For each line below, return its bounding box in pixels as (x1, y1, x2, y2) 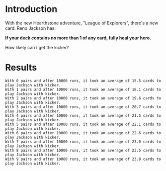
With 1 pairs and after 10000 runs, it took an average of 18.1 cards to (5, 87, 162, 92)
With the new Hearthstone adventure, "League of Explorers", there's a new (5, 20, 159, 26)
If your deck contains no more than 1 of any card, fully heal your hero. (5, 35, 152, 41)
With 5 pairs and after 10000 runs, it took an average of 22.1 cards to (5, 122, 162, 127)
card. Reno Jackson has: (5, 25, 56, 31)
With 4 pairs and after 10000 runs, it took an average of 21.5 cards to (5, 113, 162, 118)
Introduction (5, 3, 58, 15)
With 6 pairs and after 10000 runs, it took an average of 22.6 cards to (5, 130, 162, 135)
